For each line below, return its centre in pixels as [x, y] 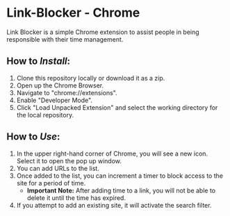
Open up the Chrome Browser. [60, 85]
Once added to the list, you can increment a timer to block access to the [120, 176]
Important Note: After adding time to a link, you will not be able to [121, 190]
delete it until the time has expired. [76, 198]
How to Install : [39, 61]
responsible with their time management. [65, 39]
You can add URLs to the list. [58, 168]
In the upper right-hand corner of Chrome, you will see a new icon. [112, 153]
